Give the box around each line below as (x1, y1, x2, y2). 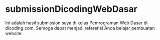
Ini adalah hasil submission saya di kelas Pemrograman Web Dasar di (5, 20, 148, 26)
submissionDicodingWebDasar (5, 3, 138, 15)
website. (5, 30, 23, 36)
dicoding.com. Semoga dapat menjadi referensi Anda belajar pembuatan (5, 25, 155, 31)
